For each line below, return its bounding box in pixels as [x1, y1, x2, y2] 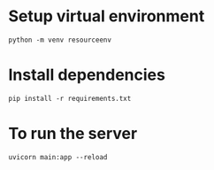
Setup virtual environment [8, 6, 205, 27]
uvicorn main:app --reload [8, 152, 108, 161]
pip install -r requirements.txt [8, 94, 132, 103]
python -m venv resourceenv [8, 35, 112, 44]
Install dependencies [8, 65, 165, 85]
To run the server [8, 124, 138, 143]
